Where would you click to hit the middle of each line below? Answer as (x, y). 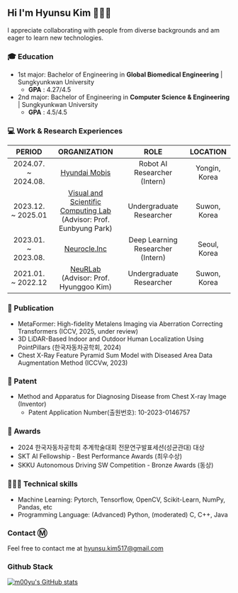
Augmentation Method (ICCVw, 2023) (73, 363)
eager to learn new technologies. (56, 38)
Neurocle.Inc (86, 249)
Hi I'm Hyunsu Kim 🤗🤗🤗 (59, 13)
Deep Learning (153, 240)
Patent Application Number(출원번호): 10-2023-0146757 (109, 412)
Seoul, (208, 244)
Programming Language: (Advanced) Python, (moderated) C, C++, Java (123, 514)
